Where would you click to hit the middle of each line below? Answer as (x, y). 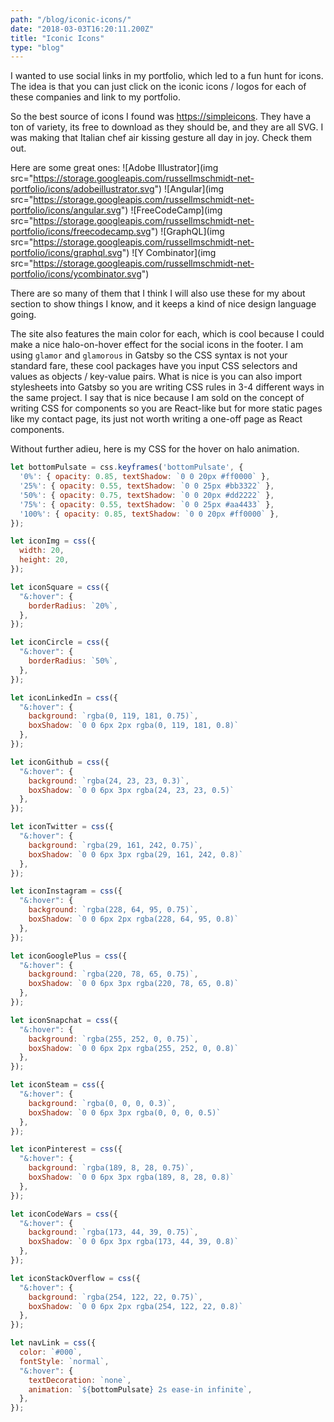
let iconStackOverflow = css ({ (75, 1278)
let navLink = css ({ (53, 1343)
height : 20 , (44, 560)
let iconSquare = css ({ (60, 587)
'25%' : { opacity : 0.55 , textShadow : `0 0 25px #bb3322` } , (147, 486)
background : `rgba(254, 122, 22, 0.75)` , (115, 1297)
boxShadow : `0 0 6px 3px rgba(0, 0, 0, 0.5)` (125, 1112)
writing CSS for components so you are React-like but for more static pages (166, 408)
